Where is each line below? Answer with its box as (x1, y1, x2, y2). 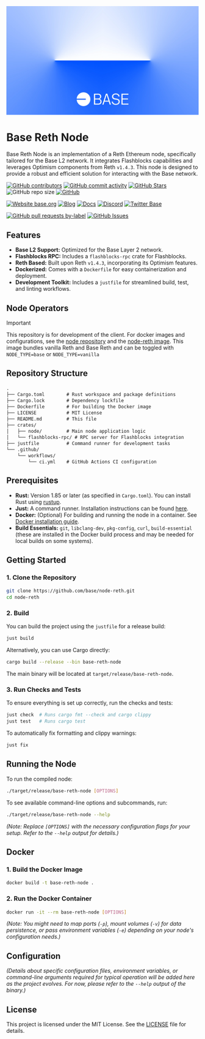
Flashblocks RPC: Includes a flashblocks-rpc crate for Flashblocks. (15, 253, 187, 260)
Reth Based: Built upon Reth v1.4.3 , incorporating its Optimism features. (15, 259, 198, 266)
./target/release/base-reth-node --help (6, 811, 111, 817)
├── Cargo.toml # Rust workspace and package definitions (6, 391, 176, 397)
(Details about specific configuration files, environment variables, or (6, 967, 178, 975)
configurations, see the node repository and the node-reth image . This (6, 337, 184, 345)
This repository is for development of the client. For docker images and (6, 331, 185, 339)
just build (6, 636, 34, 642)
